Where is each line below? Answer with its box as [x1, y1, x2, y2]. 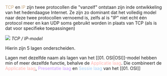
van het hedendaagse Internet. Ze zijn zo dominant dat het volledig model [5, 9, 157, 15]
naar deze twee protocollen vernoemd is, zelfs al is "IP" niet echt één [5, 15, 147, 20]
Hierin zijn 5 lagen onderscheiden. [5, 45, 76, 51]
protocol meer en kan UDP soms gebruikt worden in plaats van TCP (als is [5, 20, 157, 26]
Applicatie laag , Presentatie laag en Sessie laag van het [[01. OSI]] [5, 66, 141, 71]
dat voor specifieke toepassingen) [5, 25, 76, 31]
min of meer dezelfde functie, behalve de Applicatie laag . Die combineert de [5, 60, 162, 66]
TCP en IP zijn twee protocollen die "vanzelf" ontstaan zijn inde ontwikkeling [5, 4, 162, 10]
